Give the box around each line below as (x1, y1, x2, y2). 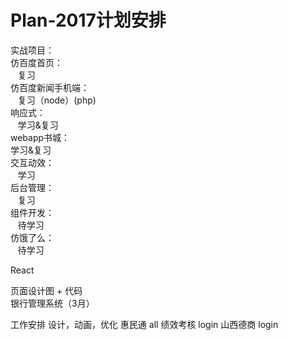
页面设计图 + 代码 (10, 284, 83, 296)
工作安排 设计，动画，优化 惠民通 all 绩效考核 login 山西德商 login (10, 318, 279, 330)
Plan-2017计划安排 (10, 9, 167, 32)
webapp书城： (10, 131, 71, 143)
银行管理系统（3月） (10, 297, 95, 309)
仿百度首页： (10, 56, 63, 68)
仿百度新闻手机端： (10, 81, 90, 93)
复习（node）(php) (17, 94, 97, 106)
